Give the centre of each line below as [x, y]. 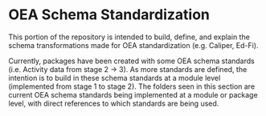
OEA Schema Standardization [109, 15]
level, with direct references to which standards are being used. [114, 103]
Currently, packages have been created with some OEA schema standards [131, 61]
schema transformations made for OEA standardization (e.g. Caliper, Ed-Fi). [133, 45]
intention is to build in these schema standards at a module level [115, 78]
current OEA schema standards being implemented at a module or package [133, 94]
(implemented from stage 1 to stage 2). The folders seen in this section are [132, 86]
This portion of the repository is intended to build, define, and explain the [129, 37]
